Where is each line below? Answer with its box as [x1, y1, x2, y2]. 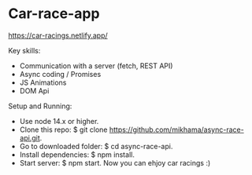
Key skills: [8, 46, 41, 55]
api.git [19, 133, 41, 142]
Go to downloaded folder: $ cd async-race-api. [19, 141, 173, 151]
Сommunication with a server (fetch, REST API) [19, 60, 173, 71]
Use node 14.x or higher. [19, 116, 99, 126]
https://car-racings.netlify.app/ [8, 31, 108, 40]
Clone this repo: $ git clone [19, 125, 108, 134]
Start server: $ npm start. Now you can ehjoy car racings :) [19, 158, 211, 167]
